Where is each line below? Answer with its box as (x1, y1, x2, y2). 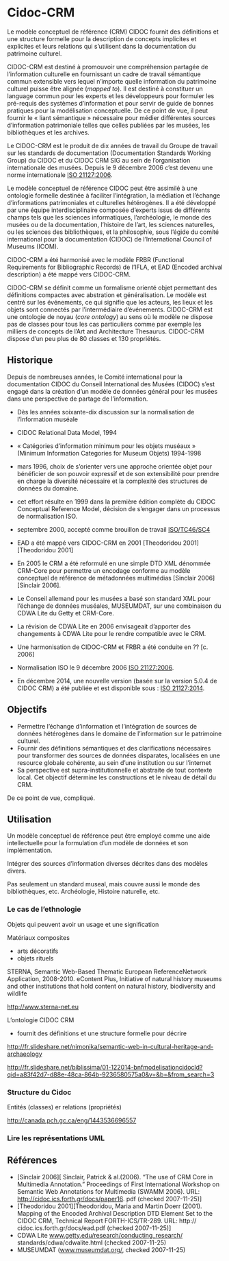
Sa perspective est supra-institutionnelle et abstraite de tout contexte (16, 766, 213, 774)
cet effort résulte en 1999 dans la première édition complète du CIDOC (16, 497, 216, 506)
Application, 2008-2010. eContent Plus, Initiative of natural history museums (7, 974, 222, 982)
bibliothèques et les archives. (7, 128, 90, 137)
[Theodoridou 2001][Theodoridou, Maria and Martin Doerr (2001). (16, 1202, 203, 1210)
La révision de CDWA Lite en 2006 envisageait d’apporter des (16, 622, 191, 630)
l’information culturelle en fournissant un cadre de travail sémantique (7, 70, 201, 78)
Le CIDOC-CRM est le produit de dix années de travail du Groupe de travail (7, 141, 218, 150)
